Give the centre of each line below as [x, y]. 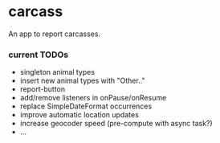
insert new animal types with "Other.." [83, 81]
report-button [43, 89]
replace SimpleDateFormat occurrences [86, 106]
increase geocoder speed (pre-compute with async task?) [116, 124]
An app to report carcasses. [55, 34]
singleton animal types [57, 72]
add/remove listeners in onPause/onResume [93, 98]
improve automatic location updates [79, 115]
